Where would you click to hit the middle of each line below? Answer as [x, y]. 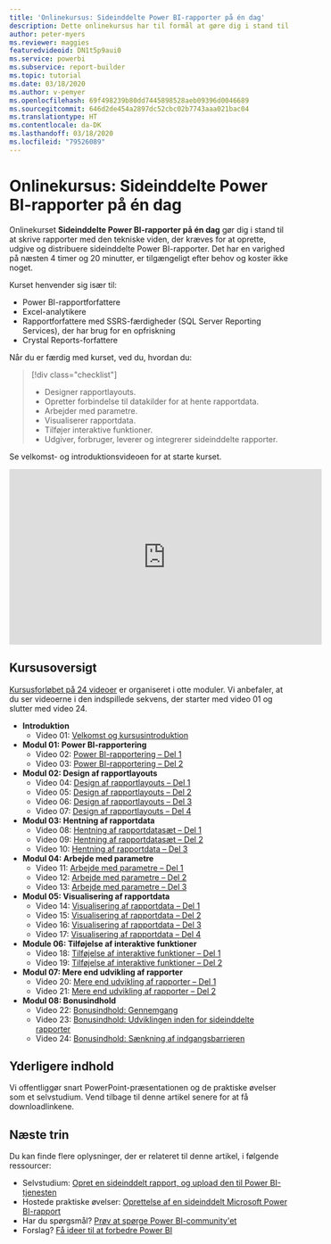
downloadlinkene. [41, 1107]
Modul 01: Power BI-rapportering [84, 745]
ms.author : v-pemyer [48, 92]
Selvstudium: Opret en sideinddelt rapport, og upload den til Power [145, 1183]
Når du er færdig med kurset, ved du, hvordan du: [101, 357]
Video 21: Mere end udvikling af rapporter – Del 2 [126, 991]
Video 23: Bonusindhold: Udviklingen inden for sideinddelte [145, 1019]
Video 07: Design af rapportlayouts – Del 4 [113, 811]
